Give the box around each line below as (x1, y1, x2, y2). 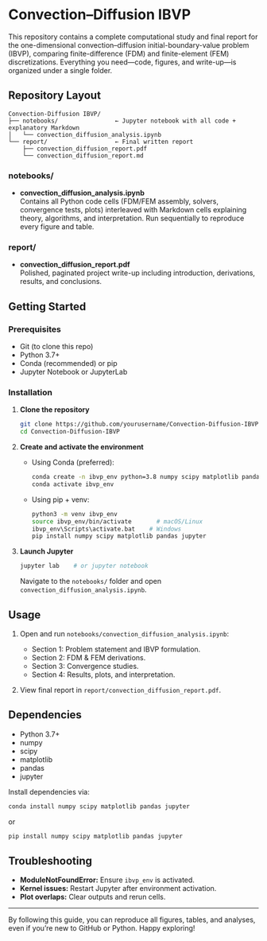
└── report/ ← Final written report (8, 138, 194, 146)
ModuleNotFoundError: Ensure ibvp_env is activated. (19, 875, 195, 885)
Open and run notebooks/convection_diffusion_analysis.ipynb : (19, 629, 230, 639)
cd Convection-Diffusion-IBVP (19, 428, 121, 436)
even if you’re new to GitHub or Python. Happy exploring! (8, 924, 195, 933)
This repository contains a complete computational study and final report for (8, 32, 258, 41)
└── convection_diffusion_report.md (22, 151, 145, 160)
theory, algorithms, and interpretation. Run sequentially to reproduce (19, 213, 245, 224)
